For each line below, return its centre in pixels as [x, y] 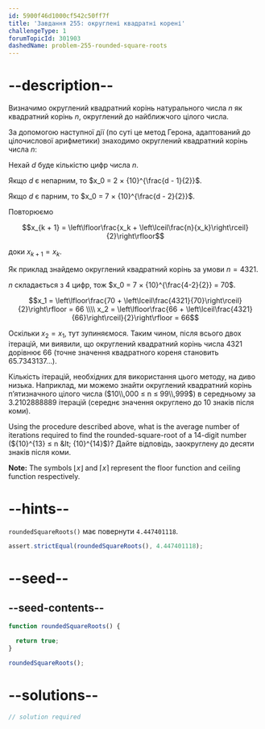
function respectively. [44, 476]
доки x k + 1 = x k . [35, 252]
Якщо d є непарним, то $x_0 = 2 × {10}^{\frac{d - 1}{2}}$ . [106, 181]
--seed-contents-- [56, 608]
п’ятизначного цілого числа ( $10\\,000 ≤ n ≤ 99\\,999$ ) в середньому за [132, 394]
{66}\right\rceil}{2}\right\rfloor [122, 317]
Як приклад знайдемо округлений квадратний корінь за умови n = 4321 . [133, 269]
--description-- [61, 86]
